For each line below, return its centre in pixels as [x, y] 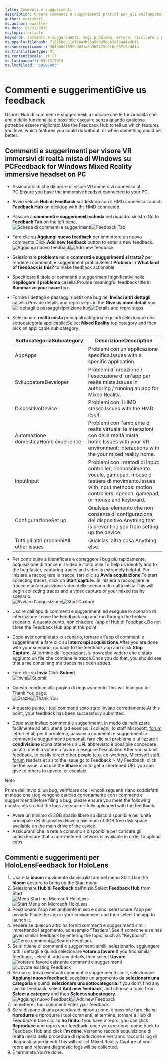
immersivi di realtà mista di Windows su [68, 159]
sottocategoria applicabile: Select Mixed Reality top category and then [84, 323]
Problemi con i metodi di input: [124, 462]
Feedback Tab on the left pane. [44, 222]
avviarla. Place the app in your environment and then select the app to [83, 914]
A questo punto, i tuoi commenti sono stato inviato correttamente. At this [86, 708]
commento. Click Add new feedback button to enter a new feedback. [83, 242]
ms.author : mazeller [27, 24]
